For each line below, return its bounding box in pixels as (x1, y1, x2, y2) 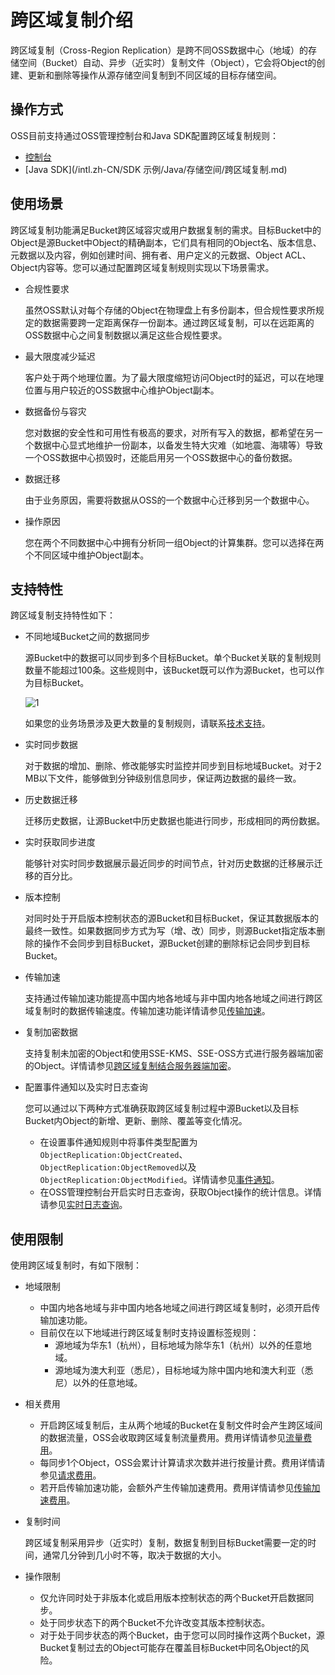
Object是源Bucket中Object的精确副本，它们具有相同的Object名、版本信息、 (10, 236, 322, 248)
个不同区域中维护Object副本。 (24, 549, 150, 561)
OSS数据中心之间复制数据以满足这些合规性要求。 (24, 329, 228, 341)
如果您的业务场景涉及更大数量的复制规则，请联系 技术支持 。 (24, 717, 271, 730)
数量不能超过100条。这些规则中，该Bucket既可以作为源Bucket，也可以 (24, 664, 317, 676)
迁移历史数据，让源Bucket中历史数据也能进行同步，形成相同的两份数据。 (24, 815, 326, 827)
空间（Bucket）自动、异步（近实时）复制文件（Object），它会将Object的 (18, 56, 317, 68)
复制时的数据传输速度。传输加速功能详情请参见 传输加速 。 (33, 1005, 271, 1017)
